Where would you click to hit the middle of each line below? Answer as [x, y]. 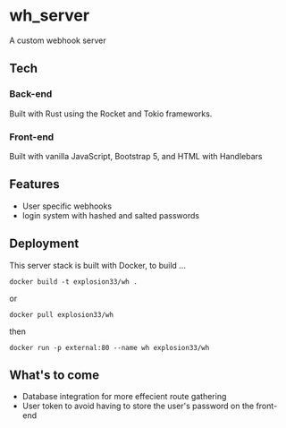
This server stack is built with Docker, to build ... [97, 265]
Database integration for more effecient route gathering [124, 397]
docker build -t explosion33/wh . [74, 282]
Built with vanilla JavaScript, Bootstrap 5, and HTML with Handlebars [136, 156]
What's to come [55, 375]
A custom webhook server [58, 40]
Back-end [31, 94]
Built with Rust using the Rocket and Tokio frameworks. [111, 114]
